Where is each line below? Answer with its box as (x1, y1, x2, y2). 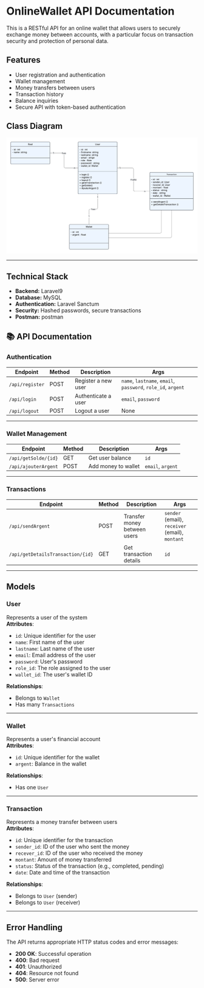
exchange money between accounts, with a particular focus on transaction (6, 30, 194, 38)
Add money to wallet (88, 462, 140, 469)
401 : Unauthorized (15, 963, 62, 970)
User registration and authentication (15, 71, 106, 78)
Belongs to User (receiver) (15, 899, 81, 907)
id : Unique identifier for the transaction (15, 837, 114, 844)
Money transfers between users (15, 84, 95, 91)
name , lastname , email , (121, 377, 175, 384)
